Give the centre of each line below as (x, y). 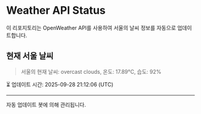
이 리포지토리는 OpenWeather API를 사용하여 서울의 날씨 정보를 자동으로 (91, 28)
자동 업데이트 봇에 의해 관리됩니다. (46, 104)
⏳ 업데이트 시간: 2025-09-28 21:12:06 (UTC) (60, 84)
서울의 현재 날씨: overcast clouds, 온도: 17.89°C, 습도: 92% (91, 71)
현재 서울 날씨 (30, 56)
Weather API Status (56, 10)
